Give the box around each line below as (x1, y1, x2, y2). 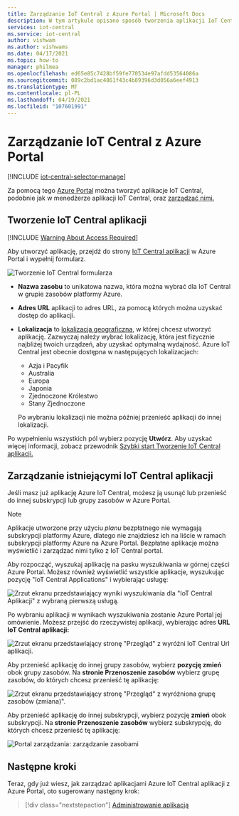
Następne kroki (7, 761, 77, 773)
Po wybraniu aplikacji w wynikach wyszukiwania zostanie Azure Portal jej (7, 610, 223, 619)
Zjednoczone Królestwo (28, 391, 98, 400)
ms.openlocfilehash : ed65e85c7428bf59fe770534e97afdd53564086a (7, 70, 199, 77)
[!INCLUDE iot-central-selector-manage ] (7, 172, 127, 181)
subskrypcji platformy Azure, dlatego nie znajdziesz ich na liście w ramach (7, 531, 226, 540)
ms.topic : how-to (7, 57, 59, 64)
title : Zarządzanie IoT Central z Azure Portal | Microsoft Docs (7, 10, 205, 18)
